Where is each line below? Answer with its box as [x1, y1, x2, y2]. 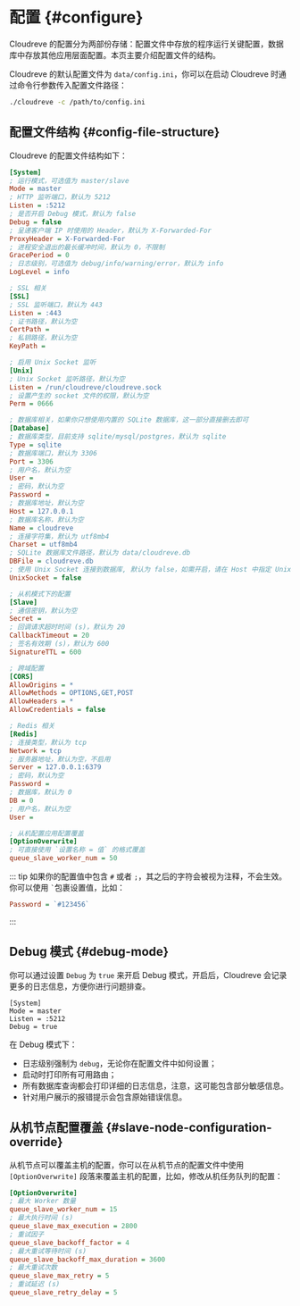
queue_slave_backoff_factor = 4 [9, 1238, 129, 1247]
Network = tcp [9, 746, 62, 755]
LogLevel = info [9, 268, 70, 277]
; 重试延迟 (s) [9, 1280, 61, 1289]
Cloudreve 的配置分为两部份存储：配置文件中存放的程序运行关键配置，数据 [9, 38, 284, 49]
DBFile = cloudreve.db [9, 557, 94, 566]
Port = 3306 [9, 456, 54, 466]
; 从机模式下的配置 [9, 590, 71, 599]
